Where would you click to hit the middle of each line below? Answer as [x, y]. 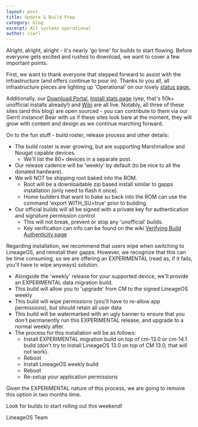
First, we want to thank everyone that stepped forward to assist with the [94, 75]
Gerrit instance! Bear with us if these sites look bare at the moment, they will [99, 117]
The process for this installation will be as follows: [75, 333]
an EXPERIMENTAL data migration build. [64, 283]
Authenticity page [45, 235]
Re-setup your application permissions [71, 377]
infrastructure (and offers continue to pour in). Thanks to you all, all [88, 81]
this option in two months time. [44, 394]
